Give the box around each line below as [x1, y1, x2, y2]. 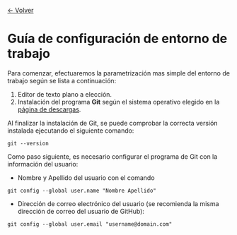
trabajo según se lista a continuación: [7, 76, 117, 85]
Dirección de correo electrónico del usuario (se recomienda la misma [17, 199, 219, 207]
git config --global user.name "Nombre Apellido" [7, 187, 157, 194]
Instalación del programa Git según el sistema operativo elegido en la [17, 97, 220, 106]
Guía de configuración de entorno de [7, 31, 228, 47]
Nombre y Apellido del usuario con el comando [17, 173, 155, 182]
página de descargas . [17, 105, 81, 114]
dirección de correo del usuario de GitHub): [17, 207, 145, 215]
